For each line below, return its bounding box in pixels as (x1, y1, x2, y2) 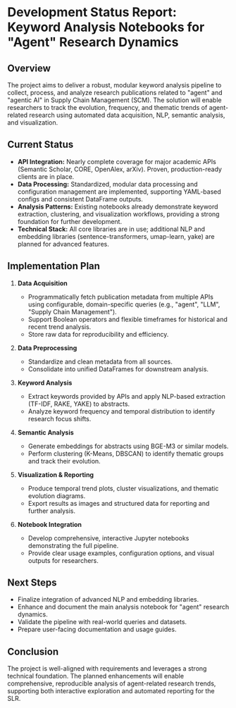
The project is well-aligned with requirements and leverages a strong (7, 664, 207, 673)
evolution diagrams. (27, 491, 86, 500)
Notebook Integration (17, 520, 82, 528)
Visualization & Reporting (17, 470, 94, 479)
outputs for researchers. (27, 556, 99, 564)
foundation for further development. (17, 217, 122, 225)
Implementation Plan (7, 260, 101, 272)
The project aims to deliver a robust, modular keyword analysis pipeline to (7, 81, 222, 89)
